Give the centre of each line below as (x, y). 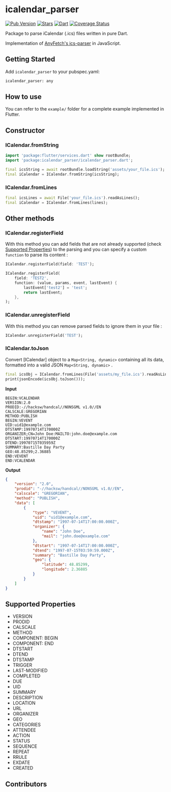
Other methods (30, 218)
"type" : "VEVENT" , (52, 512)
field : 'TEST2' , (32, 278)
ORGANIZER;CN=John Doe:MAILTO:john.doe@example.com (61, 434)
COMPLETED (26, 676)
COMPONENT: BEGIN (35, 638)
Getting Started (30, 59)
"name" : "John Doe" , (63, 532)
